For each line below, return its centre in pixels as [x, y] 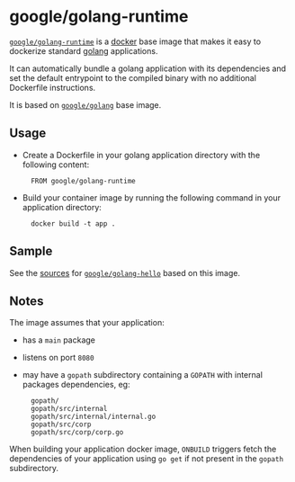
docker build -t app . [73, 223]
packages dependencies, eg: [76, 385]
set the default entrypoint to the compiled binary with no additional [133, 77]
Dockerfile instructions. [53, 87]
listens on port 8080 [58, 358]
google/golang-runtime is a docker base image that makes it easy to [135, 41]
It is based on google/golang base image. [85, 104]
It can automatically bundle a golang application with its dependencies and [147, 68]
